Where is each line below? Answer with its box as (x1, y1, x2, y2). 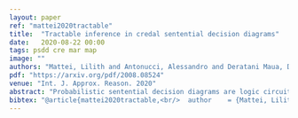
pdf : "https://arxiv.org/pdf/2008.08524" (9, 71, 165, 80)
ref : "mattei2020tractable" (9, 21, 114, 30)
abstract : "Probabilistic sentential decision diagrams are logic (9, 87, 260, 96)
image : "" (9, 54, 46, 63)
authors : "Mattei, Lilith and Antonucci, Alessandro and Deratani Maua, (9, 63, 284, 72)
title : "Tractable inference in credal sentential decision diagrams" (9, 29, 279, 38)
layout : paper (9, 12, 62, 22)
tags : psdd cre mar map (9, 46, 98, 55)
